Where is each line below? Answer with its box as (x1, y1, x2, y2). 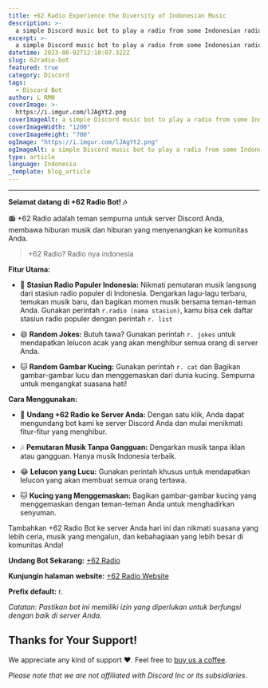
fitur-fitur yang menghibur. (19, 427, 108, 436)
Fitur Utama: (8, 264, 51, 274)
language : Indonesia (8, 161, 77, 169)
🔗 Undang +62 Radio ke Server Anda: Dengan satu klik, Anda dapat (19, 410, 245, 420)
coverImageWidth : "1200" (8, 123, 91, 131)
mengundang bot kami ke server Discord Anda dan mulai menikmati (19, 419, 243, 428)
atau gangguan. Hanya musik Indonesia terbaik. (19, 451, 177, 460)
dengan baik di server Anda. (8, 610, 102, 620)
